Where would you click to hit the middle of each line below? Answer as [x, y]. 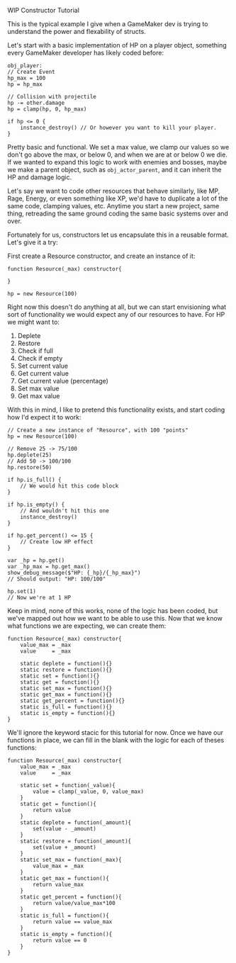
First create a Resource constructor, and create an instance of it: [101, 256]
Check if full [35, 351]
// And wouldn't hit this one [65, 511]
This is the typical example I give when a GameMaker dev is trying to [108, 24]
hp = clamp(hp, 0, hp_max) [47, 109]
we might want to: [34, 322]
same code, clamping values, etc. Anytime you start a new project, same [113, 206]
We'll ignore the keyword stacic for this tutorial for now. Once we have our [115, 732]
